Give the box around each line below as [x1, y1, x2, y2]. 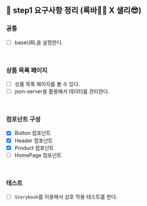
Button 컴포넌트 [14, 130, 51, 137]
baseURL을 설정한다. [14, 39, 63, 46]
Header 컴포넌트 [14, 137, 53, 144]
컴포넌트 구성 [6, 116, 41, 124]
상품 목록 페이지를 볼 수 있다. [14, 81, 80, 88]
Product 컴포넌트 [14, 144, 54, 151]
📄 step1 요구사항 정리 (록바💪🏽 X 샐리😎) [6, 5, 142, 16]
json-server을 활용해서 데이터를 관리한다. [14, 88, 110, 95]
